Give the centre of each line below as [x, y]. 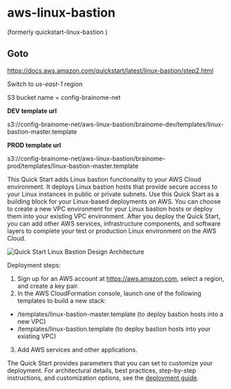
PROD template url [34, 145]
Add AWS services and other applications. [77, 349]
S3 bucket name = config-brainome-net [64, 97]
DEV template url [32, 111]
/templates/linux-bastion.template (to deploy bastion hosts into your [114, 329]
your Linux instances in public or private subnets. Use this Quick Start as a [113, 194]
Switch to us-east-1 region [45, 84]
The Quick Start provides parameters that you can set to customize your [110, 363]
